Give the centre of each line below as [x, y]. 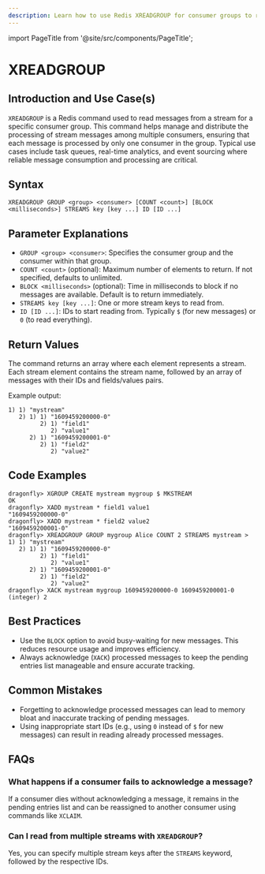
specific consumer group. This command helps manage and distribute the [128, 126]
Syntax [26, 185]
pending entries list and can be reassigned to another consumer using [122, 807]
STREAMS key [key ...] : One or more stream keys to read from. [122, 303]
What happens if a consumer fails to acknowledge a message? [131, 782]
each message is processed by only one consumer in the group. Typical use [132, 143]
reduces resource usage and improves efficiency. [100, 648]
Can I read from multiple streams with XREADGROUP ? [106, 836]
